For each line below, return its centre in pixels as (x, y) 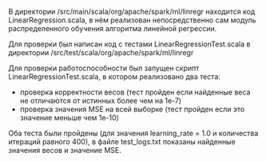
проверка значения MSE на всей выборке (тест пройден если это (132, 109)
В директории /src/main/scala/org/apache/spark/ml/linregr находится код (132, 12)
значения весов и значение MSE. (65, 150)
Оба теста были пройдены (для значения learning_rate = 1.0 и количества (133, 133)
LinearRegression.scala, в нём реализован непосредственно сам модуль (132, 20)
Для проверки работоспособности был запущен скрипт (104, 68)
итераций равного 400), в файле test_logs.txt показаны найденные (122, 142)
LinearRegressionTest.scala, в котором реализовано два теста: (115, 76)
